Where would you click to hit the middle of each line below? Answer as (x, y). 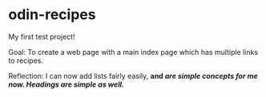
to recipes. (26, 60)
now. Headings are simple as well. (66, 84)
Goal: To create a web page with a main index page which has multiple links (133, 52)
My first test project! (42, 37)
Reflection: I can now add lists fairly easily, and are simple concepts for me (133, 76)
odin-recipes (52, 15)
